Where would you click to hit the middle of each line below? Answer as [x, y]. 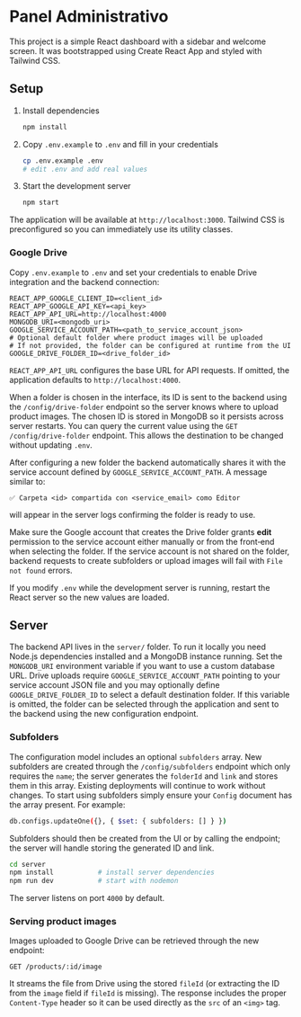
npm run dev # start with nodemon [94, 881]
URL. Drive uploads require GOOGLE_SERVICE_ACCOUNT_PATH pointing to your [145, 675]
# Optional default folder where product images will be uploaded [136, 338]
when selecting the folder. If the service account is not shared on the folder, [150, 551]
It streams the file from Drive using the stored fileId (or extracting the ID [145, 984]
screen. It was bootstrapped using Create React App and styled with [136, 50]
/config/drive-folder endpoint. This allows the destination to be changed [146, 435]
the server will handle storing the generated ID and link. [112, 848]
